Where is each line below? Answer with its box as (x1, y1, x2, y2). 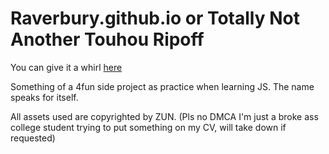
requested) (10, 132, 56, 144)
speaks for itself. (10, 91, 79, 103)
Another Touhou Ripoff (10, 28, 205, 51)
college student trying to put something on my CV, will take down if (10, 121, 287, 133)
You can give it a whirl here (10, 61, 123, 73)
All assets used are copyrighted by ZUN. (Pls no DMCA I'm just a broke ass (10, 110, 319, 122)
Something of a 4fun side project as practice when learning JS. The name (10, 80, 315, 92)
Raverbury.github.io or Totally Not (10, 7, 300, 30)
